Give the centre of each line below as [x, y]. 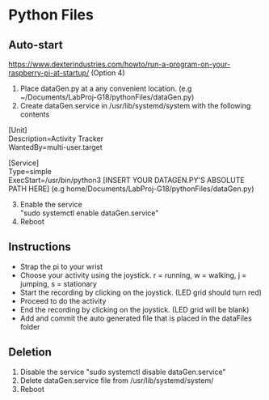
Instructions [40, 247]
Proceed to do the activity [63, 300]
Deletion [30, 353]
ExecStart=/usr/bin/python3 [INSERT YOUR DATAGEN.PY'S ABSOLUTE [126, 180]
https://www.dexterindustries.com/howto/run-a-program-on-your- [120, 64]
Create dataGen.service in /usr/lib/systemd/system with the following [135, 106]
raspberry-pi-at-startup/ [49, 73]
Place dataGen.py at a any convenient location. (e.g [106, 88]
